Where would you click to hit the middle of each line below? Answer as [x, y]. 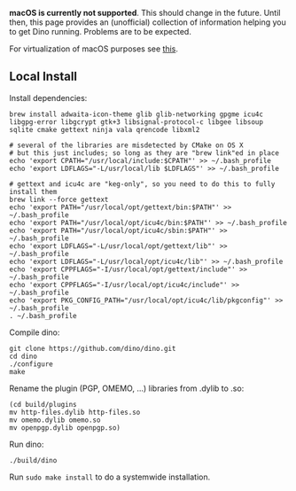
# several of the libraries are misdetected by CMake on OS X [126, 145]
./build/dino [33, 460]
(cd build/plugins [43, 404]
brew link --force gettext [59, 199]
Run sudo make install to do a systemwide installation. [110, 477]
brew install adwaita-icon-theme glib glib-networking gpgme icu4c [136, 114]
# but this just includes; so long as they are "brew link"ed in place [144, 153]
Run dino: [27, 444]
